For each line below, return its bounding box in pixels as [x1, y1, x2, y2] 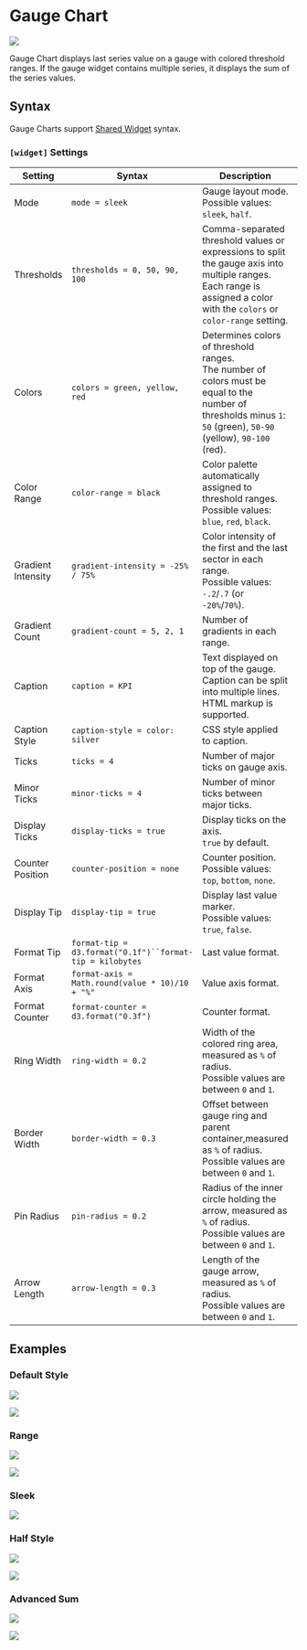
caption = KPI [71, 681, 132, 691]
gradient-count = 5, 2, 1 [71, 626, 185, 636]
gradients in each [202, 625, 277, 638]
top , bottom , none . [202, 874, 276, 887]
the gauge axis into [202, 257, 284, 270]
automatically [202, 470, 260, 483]
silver [71, 735, 101, 745]
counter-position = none [71, 864, 180, 874]
